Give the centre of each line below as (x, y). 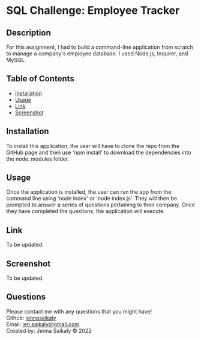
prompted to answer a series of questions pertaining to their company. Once (100, 205)
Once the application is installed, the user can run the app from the (89, 192)
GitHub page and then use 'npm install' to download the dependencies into (99, 152)
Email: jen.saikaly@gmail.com (43, 324)
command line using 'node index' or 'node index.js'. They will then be (92, 199)
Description (28, 33)
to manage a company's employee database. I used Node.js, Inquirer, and (97, 54)
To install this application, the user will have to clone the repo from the (93, 146)
